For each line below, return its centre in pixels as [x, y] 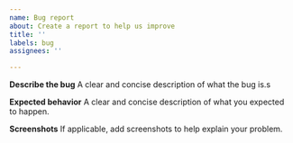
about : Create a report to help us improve [92, 26]
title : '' [28, 34]
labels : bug [32, 43]
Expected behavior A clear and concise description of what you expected [147, 102]
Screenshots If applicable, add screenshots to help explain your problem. [146, 129]
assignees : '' [36, 51]
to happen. [29, 112]
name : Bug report [42, 18]
